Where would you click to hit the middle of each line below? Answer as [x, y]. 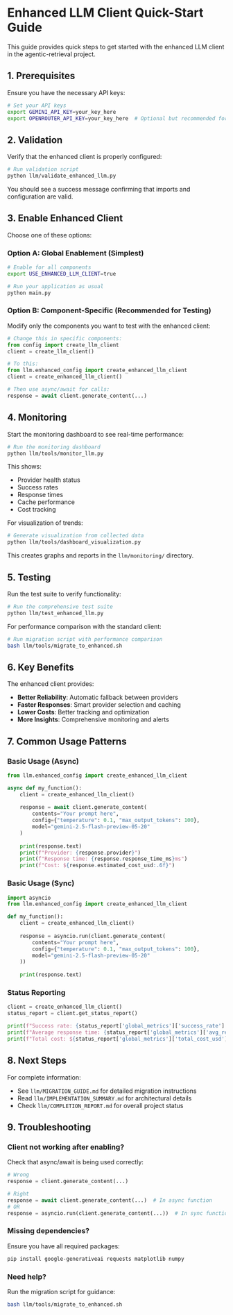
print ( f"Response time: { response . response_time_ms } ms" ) [104, 859]
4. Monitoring [37, 418]
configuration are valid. [40, 196]
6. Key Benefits [41, 667]
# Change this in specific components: [65, 338]
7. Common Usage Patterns [67, 741]
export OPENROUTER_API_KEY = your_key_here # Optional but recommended [111, 118]
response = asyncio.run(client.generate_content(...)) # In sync [105, 1213]
